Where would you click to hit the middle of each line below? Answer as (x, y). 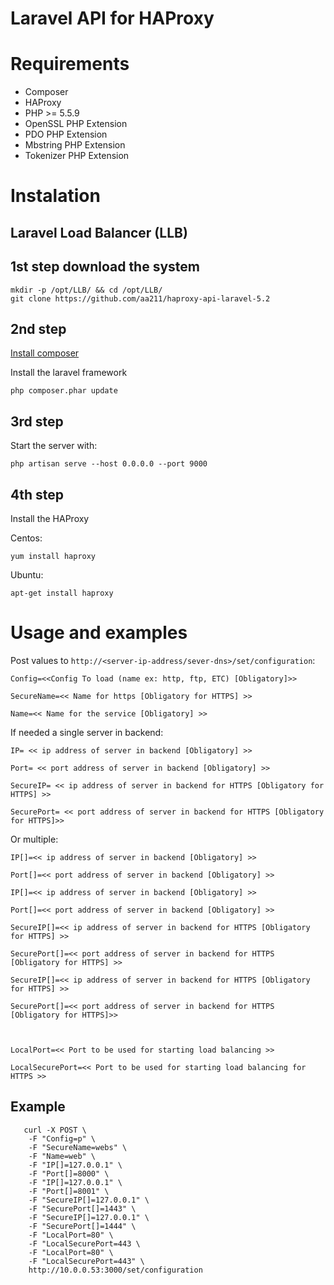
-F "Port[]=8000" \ (69, 1173)
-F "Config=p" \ (62, 1138)
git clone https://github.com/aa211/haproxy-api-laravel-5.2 (140, 298)
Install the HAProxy (50, 518)
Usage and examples (99, 633)
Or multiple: (34, 839)
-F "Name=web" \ (62, 1156)
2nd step (38, 328)
